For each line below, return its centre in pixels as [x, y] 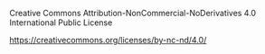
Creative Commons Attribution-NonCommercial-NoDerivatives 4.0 [132, 13]
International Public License [61, 22]
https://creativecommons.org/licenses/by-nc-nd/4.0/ [108, 40]
